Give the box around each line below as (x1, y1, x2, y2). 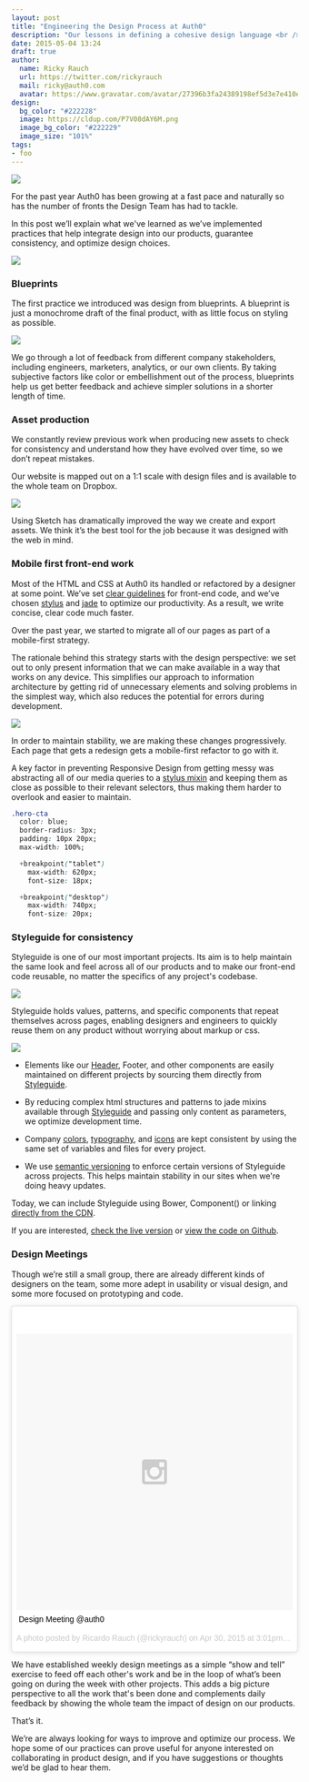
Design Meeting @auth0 (18, 1614, 105, 1625)
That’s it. (11, 1715, 44, 1726)
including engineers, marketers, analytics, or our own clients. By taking (11, 361, 277, 372)
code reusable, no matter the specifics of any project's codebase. (11, 971, 258, 982)
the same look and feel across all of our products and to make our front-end (11, 961, 295, 972)
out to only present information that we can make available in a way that (11, 662, 281, 673)
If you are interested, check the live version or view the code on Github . (11, 1225, 279, 1236)
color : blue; (19, 817, 69, 826)
